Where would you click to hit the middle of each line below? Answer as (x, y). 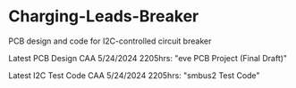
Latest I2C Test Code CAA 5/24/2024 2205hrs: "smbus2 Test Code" (134, 75)
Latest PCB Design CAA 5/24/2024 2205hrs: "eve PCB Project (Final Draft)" (148, 58)
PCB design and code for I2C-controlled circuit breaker (110, 41)
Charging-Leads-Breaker (104, 16)
